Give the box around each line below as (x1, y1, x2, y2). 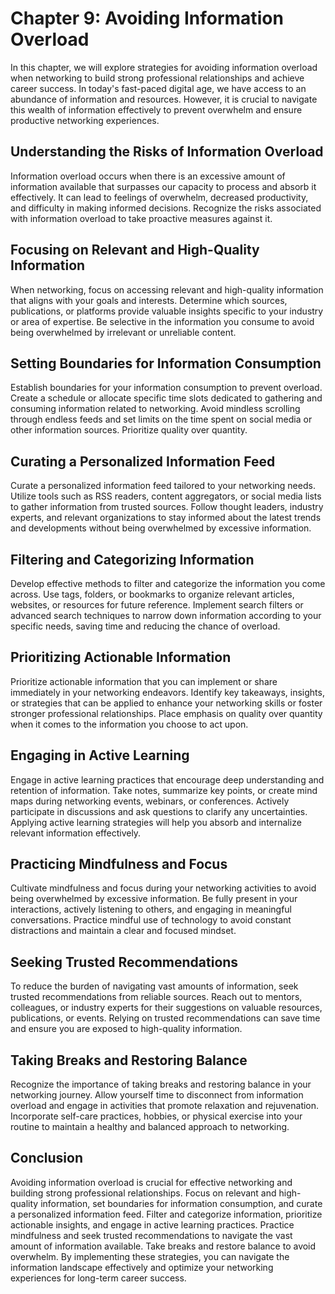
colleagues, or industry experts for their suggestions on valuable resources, (10, 1002, 323, 1014)
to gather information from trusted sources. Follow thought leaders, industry (10, 501, 324, 513)
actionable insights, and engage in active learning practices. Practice (10, 1218, 295, 1231)
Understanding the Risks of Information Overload (10, 143, 324, 161)
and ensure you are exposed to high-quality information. (10, 1023, 243, 1035)
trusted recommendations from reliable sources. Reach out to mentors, (10, 991, 303, 1003)
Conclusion (10, 1150, 84, 1167)
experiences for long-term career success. (10, 1272, 187, 1284)
